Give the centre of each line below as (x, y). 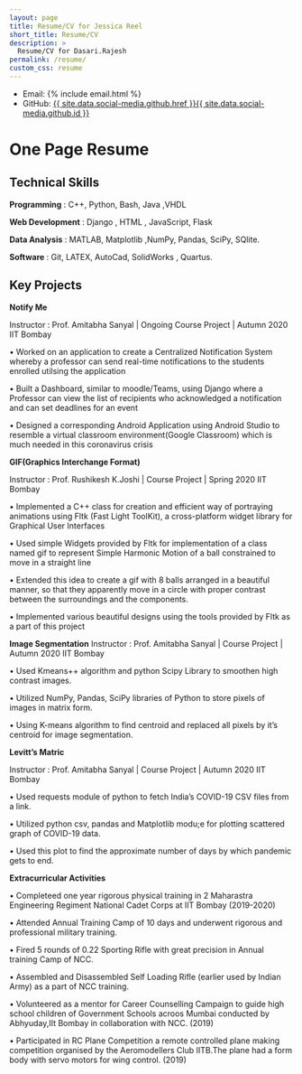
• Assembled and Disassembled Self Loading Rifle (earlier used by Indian (145, 976)
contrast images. (41, 680)
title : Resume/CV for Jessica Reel (76, 26)
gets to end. (32, 860)
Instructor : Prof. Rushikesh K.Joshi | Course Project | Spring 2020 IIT (138, 479)
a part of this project (47, 626)
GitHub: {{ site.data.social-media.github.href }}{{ (113, 103)
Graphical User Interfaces (57, 526)
